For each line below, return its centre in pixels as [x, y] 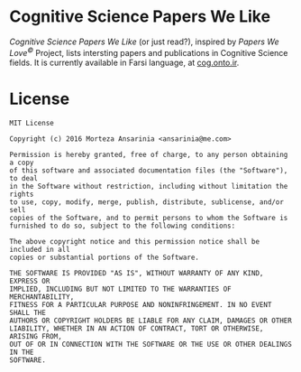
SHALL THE [28, 312]
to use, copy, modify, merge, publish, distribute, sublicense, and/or [146, 202]
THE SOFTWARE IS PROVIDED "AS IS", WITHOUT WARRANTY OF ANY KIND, [137, 273]
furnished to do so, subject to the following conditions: [123, 226]
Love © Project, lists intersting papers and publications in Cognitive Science [149, 51]
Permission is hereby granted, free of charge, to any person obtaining [149, 154]
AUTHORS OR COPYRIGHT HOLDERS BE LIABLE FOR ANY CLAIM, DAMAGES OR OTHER [151, 321]
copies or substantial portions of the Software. [105, 257]
